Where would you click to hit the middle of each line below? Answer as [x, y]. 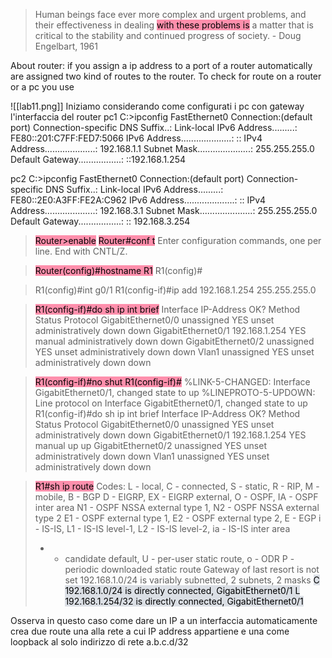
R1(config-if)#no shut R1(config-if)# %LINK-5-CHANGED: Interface [172, 382]
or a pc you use [42, 87]
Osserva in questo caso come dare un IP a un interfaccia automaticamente [164, 620]
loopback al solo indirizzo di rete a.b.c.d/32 [99, 642]
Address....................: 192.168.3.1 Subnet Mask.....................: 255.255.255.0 [164, 210]
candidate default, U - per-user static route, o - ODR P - [179, 558]
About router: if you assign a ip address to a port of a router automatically [161, 65]
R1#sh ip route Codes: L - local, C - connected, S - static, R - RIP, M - [177, 486]
